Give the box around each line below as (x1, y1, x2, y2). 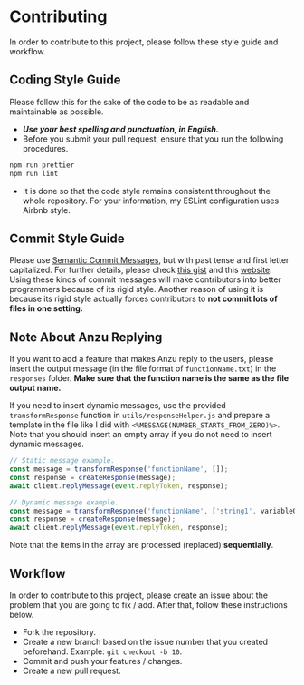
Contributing (9, 6, 108, 27)
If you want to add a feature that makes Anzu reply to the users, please (9, 354, 274, 365)
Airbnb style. (22, 204, 71, 215)
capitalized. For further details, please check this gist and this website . (9, 265, 273, 276)
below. (9, 609, 34, 620)
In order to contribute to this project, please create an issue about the (9, 590, 269, 601)
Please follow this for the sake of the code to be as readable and (9, 96, 250, 107)
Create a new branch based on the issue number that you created (22, 636, 269, 647)
